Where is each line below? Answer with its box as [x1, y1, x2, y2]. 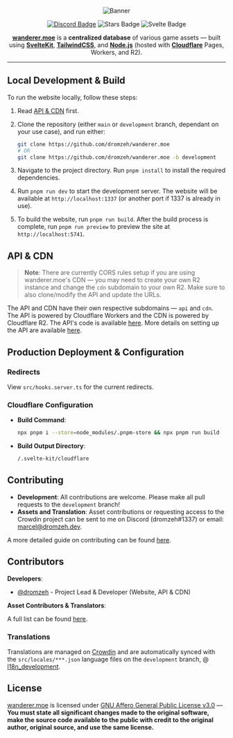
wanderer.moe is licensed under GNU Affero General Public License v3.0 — [7, 701, 223, 709]
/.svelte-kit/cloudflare [17, 455, 89, 463]
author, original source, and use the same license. [7, 723, 154, 731]
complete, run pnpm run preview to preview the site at [17, 223, 170, 231]
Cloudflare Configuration [7, 400, 94, 409]
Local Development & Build [7, 75, 126, 87]
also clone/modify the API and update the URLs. [24, 291, 162, 299]
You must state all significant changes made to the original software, [7, 708, 209, 716]
